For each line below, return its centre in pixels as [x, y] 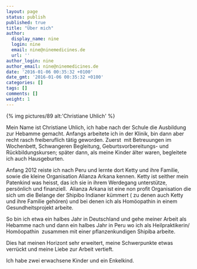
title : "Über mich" [30, 28]
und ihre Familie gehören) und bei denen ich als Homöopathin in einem [92, 201]
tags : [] [17, 88]
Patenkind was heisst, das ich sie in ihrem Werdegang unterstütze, [87, 182]
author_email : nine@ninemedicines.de [52, 66]
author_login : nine [30, 61]
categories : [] [25, 83]
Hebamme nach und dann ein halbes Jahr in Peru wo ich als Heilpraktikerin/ [98, 225]
